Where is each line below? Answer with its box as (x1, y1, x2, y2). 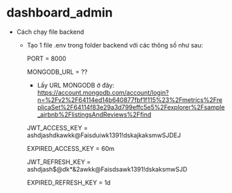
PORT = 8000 (26, 54, 66, 63)
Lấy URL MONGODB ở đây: (37, 81, 115, 89)
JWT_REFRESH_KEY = (26, 157, 91, 166)
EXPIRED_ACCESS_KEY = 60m (26, 144, 115, 152)
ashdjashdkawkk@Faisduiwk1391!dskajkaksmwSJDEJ (26, 131, 181, 139)
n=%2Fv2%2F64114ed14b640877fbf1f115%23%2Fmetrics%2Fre (37, 95, 223, 104)
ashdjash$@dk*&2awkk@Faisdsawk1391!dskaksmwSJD (26, 165, 188, 173)
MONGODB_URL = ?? (26, 68, 88, 76)
